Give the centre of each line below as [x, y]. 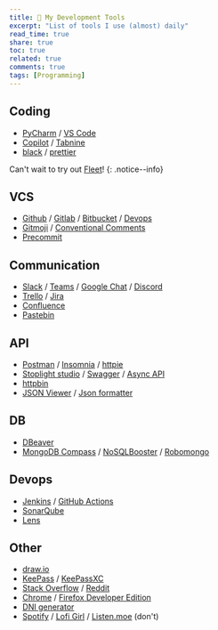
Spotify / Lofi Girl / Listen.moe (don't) [90, 617]
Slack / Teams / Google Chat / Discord [92, 287]
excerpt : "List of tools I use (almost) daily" [99, 26]
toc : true [28, 51]
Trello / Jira [43, 296]
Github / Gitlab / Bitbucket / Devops [87, 218]
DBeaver [38, 442]
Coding [30, 112]
